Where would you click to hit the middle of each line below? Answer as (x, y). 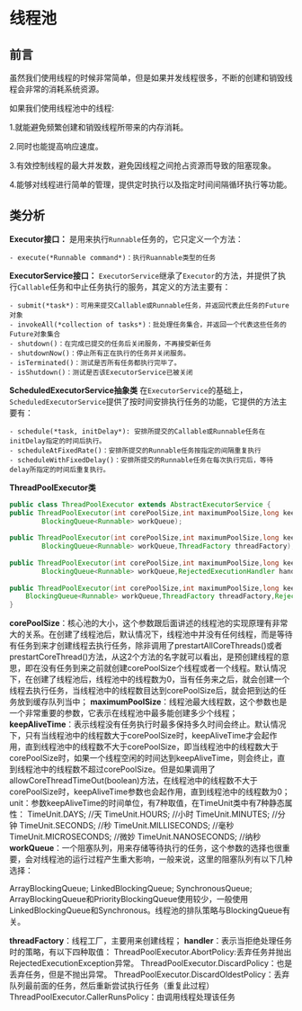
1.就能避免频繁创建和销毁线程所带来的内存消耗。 (99, 127)
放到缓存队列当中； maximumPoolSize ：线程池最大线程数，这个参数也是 (152, 702)
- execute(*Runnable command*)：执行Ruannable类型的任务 (113, 257)
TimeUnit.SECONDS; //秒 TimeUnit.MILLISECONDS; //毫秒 (127, 826)
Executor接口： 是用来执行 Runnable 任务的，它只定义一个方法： (127, 238)
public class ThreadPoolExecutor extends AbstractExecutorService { (140, 505)
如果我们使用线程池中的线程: (62, 108)
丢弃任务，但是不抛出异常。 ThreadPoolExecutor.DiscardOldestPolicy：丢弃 (150, 975)
